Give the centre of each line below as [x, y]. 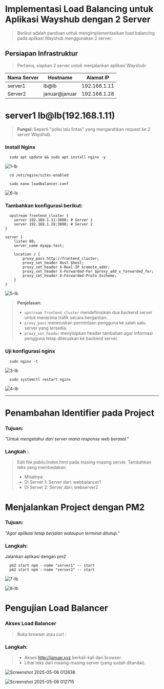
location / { [27, 254]
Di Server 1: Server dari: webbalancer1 [63, 482]
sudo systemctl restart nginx [40, 379]
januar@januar [60, 94]
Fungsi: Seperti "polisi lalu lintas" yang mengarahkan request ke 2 [83, 129]
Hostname [60, 77]
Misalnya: [34, 477]
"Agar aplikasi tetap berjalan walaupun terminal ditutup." [62, 533]
